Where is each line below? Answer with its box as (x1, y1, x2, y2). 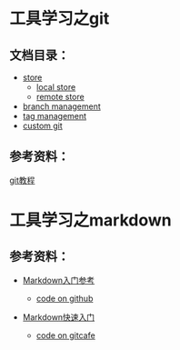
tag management (22, 111, 87, 121)
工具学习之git (9, 8, 110, 29)
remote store (35, 92, 85, 102)
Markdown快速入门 (22, 311, 95, 323)
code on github (35, 293, 94, 304)
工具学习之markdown (9, 210, 172, 230)
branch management (22, 101, 102, 112)
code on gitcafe (35, 329, 95, 341)
